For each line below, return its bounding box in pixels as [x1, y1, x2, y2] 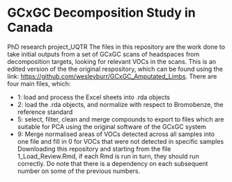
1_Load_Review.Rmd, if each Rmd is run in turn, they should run [17, 151, 200, 160]
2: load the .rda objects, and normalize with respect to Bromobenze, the [17, 100, 224, 108]
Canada [7, 19, 54, 35]
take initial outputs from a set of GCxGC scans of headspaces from [7, 50, 200, 58]
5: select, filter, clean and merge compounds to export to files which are [17, 115, 224, 123]
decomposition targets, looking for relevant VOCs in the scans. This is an [7, 57, 217, 65]
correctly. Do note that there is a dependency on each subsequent [17, 159, 208, 167]
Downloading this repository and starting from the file [17, 144, 171, 153]
